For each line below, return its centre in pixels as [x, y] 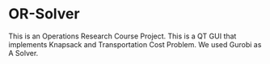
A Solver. [23, 53]
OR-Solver [44, 14]
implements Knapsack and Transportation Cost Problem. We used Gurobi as [135, 44]
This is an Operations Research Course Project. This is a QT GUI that [122, 36]
